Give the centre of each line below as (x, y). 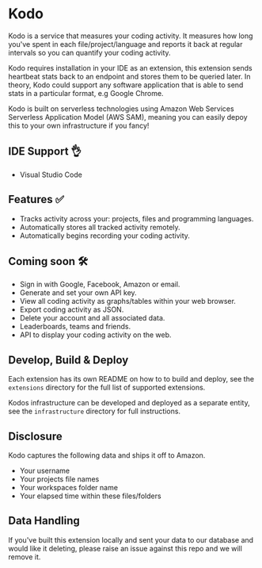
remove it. (25, 557)
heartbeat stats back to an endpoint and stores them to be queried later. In (129, 76)
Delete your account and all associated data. (92, 318)
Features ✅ (36, 200)
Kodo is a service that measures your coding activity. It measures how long (131, 36)
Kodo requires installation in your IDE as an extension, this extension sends (130, 67)
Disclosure (35, 436)
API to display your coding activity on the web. (95, 335)
